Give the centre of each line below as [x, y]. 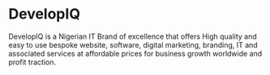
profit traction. [32, 62]
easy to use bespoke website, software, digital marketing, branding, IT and [133, 44]
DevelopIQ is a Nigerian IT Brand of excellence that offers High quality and [133, 36]
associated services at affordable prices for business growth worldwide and [135, 53]
